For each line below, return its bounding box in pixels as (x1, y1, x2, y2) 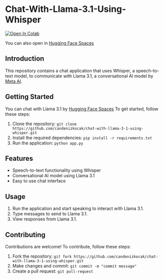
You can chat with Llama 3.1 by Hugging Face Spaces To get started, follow (5, 106, 159, 112)
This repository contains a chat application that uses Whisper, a (5, 68, 135, 73)
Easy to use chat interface (12, 178, 66, 184)
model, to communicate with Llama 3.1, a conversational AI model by (14, 73, 154, 79)
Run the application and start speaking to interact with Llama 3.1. (12, 206, 144, 211)
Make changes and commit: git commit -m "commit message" (12, 263, 137, 269)
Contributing (5, 230, 46, 239)
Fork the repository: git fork (12, 253, 72, 259)
